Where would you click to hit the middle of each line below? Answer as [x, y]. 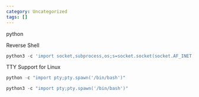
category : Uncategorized [37, 11]
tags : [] [17, 17]
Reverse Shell [23, 45]
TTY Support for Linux [33, 67]
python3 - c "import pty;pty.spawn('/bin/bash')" [67, 89]
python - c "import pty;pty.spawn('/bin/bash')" [66, 78]
